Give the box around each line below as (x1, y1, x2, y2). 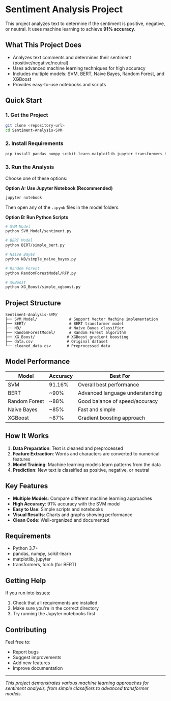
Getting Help (5, 576, 46, 585)
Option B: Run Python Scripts (5, 214, 69, 220)
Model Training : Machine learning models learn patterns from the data (12, 461, 161, 468)
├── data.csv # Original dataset (5, 339, 108, 344)
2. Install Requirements (5, 140, 64, 147)
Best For (109, 372, 131, 379)
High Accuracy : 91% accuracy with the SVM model (12, 500, 121, 506)
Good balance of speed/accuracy (78, 397, 158, 404)
